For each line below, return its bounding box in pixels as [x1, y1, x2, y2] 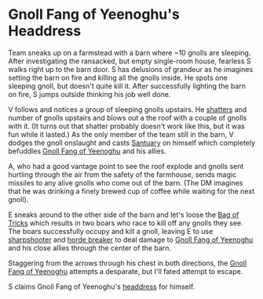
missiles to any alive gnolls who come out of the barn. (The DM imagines [8, 178, 243, 187]
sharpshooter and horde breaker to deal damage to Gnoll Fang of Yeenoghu [8, 235, 254, 244]
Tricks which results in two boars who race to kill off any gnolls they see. [8, 218, 243, 228]
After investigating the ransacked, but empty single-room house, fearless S [8, 56, 251, 66]
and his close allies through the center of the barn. [8, 243, 171, 252]
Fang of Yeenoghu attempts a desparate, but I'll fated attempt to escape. [8, 266, 243, 276]
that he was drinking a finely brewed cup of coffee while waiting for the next [8, 186, 255, 196]
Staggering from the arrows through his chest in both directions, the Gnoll [8, 258, 247, 268]
